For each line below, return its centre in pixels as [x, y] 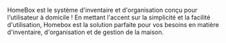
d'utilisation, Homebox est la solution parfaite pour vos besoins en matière [113, 25]
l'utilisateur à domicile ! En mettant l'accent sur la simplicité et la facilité [109, 17]
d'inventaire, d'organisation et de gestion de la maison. [86, 32]
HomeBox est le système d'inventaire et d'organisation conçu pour [102, 10]
